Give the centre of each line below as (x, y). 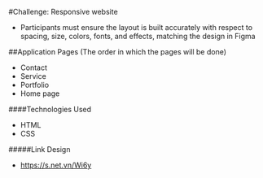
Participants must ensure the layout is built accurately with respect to (136, 27)
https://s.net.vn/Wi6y (56, 165)
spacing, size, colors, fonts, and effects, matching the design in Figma (138, 36)
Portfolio (35, 85)
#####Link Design (39, 149)
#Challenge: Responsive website (63, 12)
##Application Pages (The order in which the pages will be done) (117, 52)
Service (33, 76)
